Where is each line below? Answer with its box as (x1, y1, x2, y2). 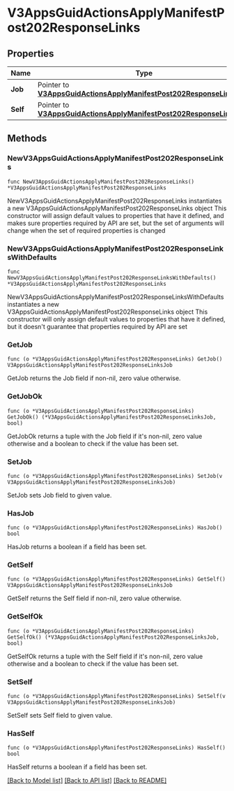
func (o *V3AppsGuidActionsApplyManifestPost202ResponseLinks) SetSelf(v (7, 693, 226, 700)
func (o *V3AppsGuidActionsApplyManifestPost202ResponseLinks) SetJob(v (7, 472, 223, 479)
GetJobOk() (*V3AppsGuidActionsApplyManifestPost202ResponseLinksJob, (7, 414, 217, 421)
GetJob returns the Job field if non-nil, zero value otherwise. (7, 374, 181, 382)
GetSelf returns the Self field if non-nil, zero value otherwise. (7, 594, 182, 602)
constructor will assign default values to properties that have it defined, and (7, 211, 224, 219)
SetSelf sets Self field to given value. (7, 711, 113, 720)
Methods (7, 133, 47, 145)
